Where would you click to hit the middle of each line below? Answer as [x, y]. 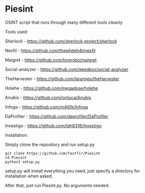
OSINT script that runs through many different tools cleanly [64, 22]
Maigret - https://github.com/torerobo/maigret [51, 60]
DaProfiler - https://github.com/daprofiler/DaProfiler [57, 116]
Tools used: [16, 32]
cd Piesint [16, 158]
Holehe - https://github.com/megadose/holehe [51, 88]
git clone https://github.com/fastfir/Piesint [53, 153]
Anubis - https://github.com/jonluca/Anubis [48, 97]
